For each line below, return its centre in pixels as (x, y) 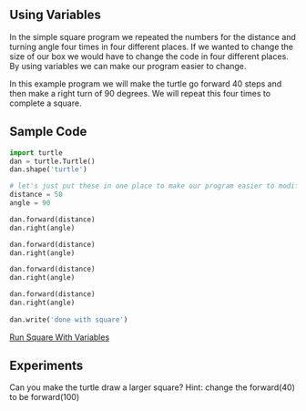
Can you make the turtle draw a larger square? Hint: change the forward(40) (153, 387)
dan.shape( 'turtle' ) (49, 170)
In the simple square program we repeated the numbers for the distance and (153, 36)
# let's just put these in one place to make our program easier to (142, 186)
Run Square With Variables (60, 337)
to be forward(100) (45, 397)
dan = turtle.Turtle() (52, 161)
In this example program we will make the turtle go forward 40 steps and (146, 83)
